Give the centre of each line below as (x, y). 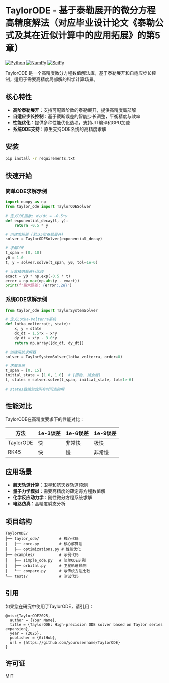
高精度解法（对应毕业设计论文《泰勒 (80, 23)
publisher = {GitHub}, (33, 638)
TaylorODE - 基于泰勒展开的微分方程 (80, 10)
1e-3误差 (49, 433)
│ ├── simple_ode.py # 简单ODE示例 (46, 560)
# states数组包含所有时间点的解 (35, 389)
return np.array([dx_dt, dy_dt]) (49, 343)
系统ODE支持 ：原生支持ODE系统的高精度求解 (59, 129)
